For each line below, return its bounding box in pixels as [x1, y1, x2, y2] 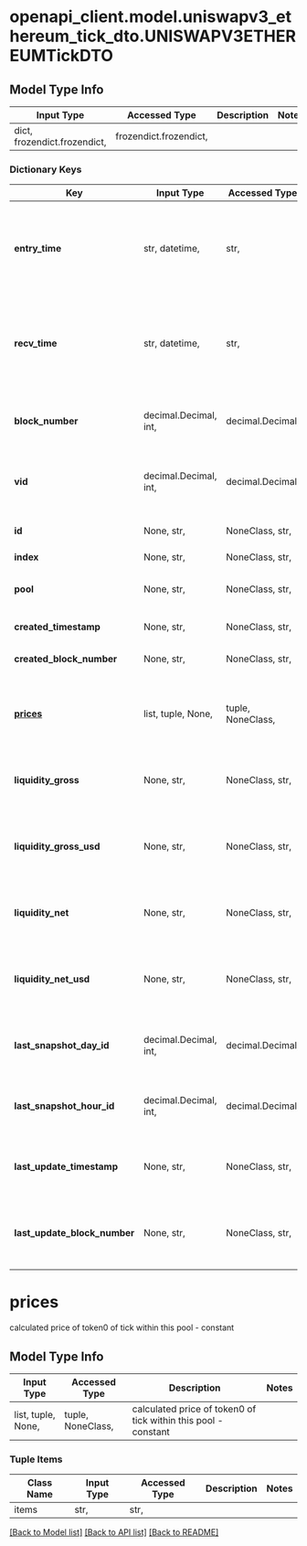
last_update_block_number [14, 1227, 135, 1240]
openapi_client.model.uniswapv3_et [9, 6, 292, 27]
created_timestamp [14, 620, 101, 633]
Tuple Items [9, 1453, 63, 1465]
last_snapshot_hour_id [14, 1100, 115, 1112]
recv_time [14, 337, 58, 349]
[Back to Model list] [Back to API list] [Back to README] [9, 1527, 219, 1538]
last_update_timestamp [14, 1160, 119, 1173]
